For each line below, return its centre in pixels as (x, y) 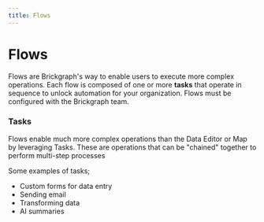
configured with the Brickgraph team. (69, 101)
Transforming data (50, 202)
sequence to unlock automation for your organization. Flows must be (120, 93)
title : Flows (30, 15)
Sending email (43, 194)
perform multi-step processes (57, 155)
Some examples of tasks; (49, 171)
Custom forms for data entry (66, 186)
